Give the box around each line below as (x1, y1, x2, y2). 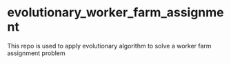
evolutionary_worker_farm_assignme (7, 5, 224, 20)
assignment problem (7, 49, 66, 57)
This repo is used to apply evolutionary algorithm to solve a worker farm (7, 42, 212, 50)
